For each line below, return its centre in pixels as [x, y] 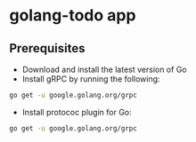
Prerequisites [47, 48]
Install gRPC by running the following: [91, 79]
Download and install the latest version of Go [104, 69]
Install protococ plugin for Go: [77, 112]
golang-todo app [73, 16]
